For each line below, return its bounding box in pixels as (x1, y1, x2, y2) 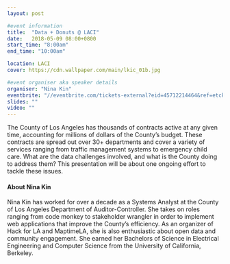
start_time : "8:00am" (7, 42, 69, 49)
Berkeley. (7, 249, 34, 257)
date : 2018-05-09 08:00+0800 (7, 35, 97, 42)
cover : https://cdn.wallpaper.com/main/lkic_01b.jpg (7, 67, 161, 73)
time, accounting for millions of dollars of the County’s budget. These (7, 131, 203, 139)
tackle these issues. (7, 167, 64, 176)
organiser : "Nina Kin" (7, 85, 72, 93)
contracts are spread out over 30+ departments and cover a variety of (7, 138, 205, 146)
